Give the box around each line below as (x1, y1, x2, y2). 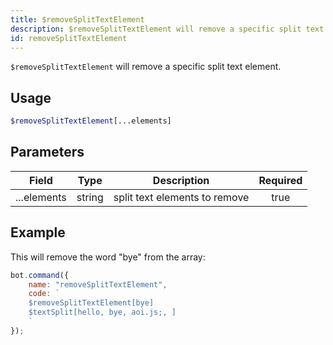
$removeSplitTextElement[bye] (28, 298, 155, 308)
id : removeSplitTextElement (10, 33, 128, 43)
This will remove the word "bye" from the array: (10, 251, 206, 263)
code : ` (28, 289, 60, 299)
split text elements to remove (113, 190, 250, 204)
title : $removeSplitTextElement (10, 14, 145, 25)
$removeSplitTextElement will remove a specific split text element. (10, 61, 282, 73)
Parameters (10, 144, 85, 161)
